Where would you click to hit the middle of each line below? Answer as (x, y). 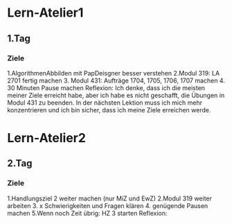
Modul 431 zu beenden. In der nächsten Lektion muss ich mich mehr (105, 103)
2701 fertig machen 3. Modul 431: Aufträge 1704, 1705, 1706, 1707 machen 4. (116, 80)
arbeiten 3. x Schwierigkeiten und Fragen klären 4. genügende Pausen (108, 205)
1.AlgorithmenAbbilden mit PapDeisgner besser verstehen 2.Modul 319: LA (114, 73)
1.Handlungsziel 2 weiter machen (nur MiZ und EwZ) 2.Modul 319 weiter (110, 198)
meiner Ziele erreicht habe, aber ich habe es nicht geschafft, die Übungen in (116, 95)
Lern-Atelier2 (47, 138)
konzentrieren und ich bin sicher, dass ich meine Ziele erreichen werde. (109, 110)
